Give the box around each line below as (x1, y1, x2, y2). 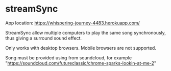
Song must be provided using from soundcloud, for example (5, 54, 132, 61)
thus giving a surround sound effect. (5, 35, 82, 41)
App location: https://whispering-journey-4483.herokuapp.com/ (5, 20, 140, 26)
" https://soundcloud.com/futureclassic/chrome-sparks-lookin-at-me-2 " (5, 60, 157, 66)
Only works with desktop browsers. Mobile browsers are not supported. (5, 45, 157, 51)
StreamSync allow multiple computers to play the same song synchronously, (5, 29, 166, 35)
